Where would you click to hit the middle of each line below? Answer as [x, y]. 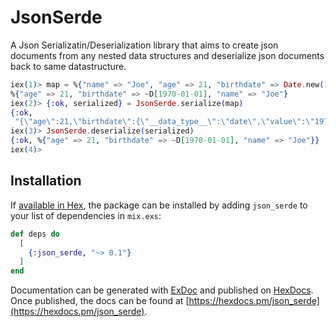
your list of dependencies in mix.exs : [86, 215]
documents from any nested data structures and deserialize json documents [167, 55]
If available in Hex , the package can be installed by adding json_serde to [159, 205]
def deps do [35, 234]
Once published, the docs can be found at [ [100, 301]
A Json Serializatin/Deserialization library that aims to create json [144, 45]
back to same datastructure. [68, 66]
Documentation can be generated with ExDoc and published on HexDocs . [162, 290]
